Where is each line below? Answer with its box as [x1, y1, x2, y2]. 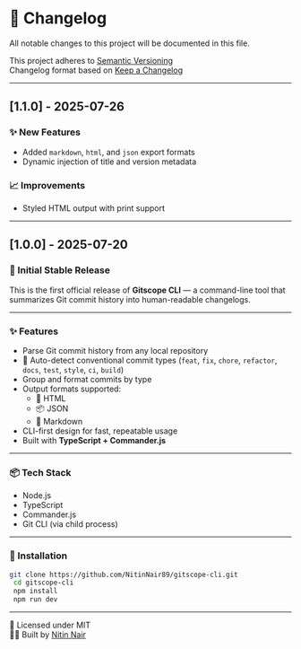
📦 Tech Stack [9, 466, 72, 478]
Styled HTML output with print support [21, 202, 166, 214]
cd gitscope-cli [13, 578, 74, 587]
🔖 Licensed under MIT [9, 619, 91, 630]
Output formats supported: [21, 383, 122, 394]
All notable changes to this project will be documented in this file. [9, 38, 251, 48]
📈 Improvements [9, 179, 86, 191]
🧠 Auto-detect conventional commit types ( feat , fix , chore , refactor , [21, 355, 278, 365]
